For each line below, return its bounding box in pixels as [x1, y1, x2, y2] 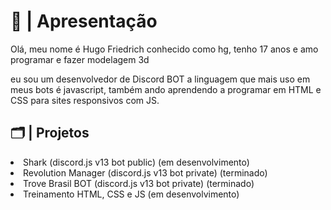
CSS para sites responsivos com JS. [10, 94, 160, 106]
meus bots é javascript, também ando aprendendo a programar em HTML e [10, 83, 322, 95]
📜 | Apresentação [10, 10, 158, 33]
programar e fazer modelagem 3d [10, 53, 150, 65]
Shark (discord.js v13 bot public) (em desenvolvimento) [23, 156, 250, 168]
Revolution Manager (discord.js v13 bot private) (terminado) [23, 166, 268, 179]
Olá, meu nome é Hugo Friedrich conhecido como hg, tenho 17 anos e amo [10, 43, 319, 55]
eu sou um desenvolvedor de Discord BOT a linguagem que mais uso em [10, 73, 311, 85]
